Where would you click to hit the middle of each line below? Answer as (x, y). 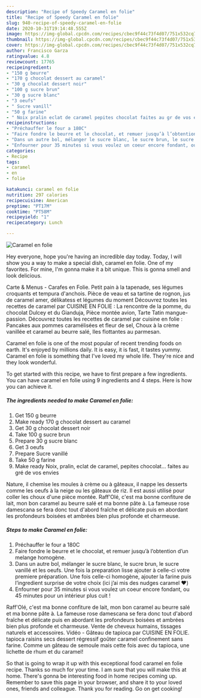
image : (14, 34)
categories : (21, 151)
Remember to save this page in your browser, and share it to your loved (94, 682)
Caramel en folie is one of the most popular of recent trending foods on (94, 343)
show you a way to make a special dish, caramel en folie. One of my (90, 263)
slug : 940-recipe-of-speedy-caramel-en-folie (64, 23)
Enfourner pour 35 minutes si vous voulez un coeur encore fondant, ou (102, 589)
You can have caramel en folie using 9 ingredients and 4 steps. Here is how (99, 380)
